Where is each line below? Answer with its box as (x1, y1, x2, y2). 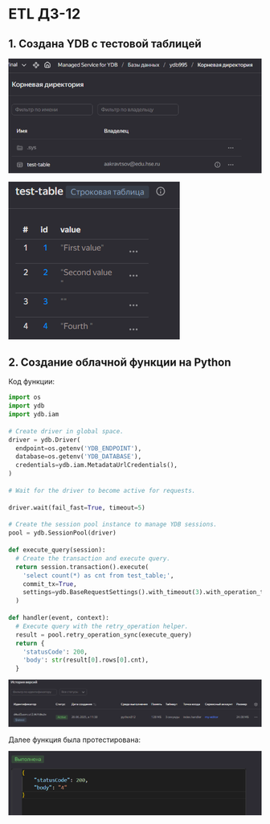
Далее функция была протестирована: (8, 735, 141, 744)
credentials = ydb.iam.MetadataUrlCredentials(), (15, 461, 178, 469)
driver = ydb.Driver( (8, 436, 81, 444)
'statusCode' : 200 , (22, 648, 88, 656)
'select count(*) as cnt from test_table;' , (22, 572, 174, 580)
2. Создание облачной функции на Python (8, 355, 231, 369)
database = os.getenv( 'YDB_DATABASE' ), (15, 453, 142, 461)
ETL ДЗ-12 (8, 5, 81, 23)
